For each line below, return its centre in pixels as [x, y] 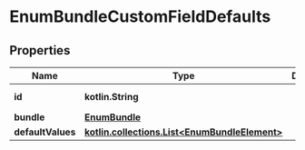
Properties [40, 50]
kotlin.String [112, 97]
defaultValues [45, 132]
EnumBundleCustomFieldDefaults [140, 17]
